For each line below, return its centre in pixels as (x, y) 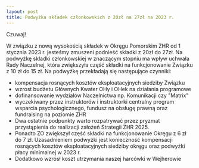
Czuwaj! (16, 34)
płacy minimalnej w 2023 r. (48, 152)
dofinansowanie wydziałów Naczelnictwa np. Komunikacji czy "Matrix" (102, 95)
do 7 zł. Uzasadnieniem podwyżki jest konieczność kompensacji (94, 139)
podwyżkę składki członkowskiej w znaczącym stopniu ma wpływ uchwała (98, 58)
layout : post (22, 12)
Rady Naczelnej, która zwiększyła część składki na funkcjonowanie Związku (99, 65)
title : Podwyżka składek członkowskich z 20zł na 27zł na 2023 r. (90, 17)
